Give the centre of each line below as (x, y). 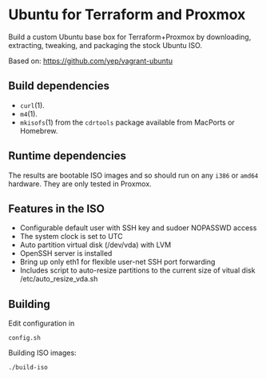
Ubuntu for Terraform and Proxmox (127, 15)
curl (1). (32, 105)
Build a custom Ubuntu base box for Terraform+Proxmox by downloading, (130, 37)
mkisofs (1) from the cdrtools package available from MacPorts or (127, 122)
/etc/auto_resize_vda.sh (59, 279)
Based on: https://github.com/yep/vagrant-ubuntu (91, 61)
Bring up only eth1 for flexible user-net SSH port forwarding (117, 262)
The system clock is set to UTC (71, 237)
